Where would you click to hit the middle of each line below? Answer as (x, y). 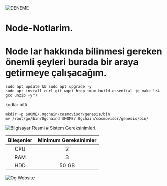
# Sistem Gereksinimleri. (71, 128)
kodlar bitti (16, 105)
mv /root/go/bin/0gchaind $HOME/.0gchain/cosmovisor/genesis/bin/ (77, 119)
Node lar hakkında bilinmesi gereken (84, 51)
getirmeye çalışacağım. (56, 73)
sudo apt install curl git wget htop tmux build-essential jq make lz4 (82, 91)
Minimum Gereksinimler (67, 140)
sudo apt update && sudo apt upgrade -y (49, 87)
